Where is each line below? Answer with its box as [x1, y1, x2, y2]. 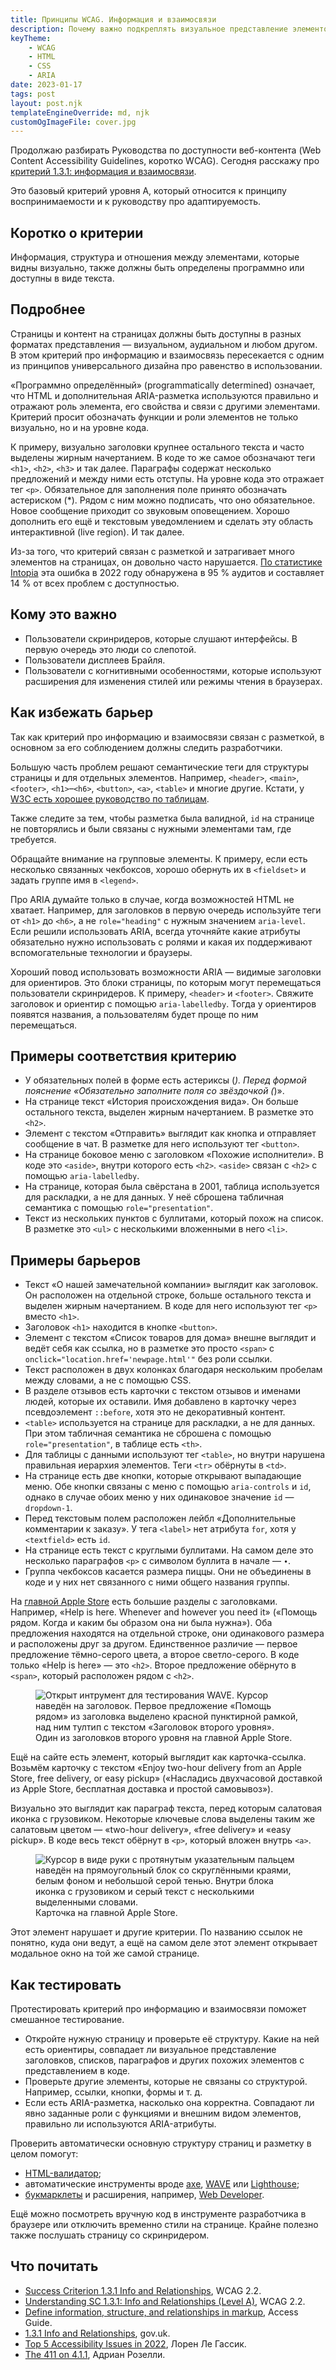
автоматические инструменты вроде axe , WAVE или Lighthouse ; [24, 2177, 300, 2190]
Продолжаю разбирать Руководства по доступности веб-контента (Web [10, 144, 322, 156]
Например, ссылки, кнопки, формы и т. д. [24, 2086, 203, 2098]
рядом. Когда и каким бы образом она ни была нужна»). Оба [10, 1617, 273, 1629]
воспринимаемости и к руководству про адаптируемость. [10, 196, 262, 208]
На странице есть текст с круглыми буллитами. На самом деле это [24, 1544, 314, 1556]
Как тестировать [10, 1976, 122, 1993]
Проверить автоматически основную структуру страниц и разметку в [10, 2137, 312, 2149]
